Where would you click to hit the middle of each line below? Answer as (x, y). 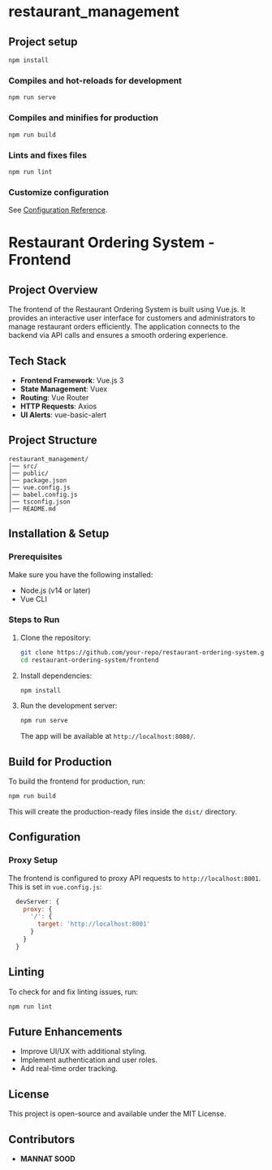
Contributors (42, 1139)
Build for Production (60, 762)
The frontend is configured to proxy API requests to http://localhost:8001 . (135, 878)
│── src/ (23, 466)
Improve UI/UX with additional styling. (84, 1051)
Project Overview (53, 289)
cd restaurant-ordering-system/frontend (89, 660)
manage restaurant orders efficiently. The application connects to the (124, 326)
